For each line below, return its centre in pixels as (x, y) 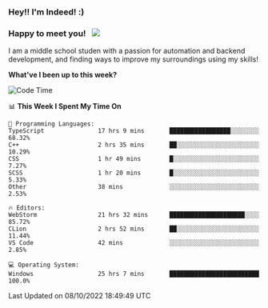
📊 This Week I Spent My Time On (65, 106)
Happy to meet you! (47, 33)
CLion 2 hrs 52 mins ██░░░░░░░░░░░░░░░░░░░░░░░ (134, 229)
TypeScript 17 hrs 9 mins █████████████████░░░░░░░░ (134, 131)
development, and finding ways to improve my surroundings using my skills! (133, 59)
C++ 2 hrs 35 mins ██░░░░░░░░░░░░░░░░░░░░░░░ (134, 145)
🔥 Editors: (27, 208)
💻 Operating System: (44, 265)
